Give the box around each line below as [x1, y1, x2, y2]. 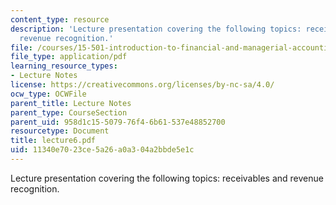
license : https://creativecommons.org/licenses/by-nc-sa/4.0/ [10, 80, 275, 90]
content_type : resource [10, 14, 110, 25]
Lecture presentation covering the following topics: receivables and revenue [10, 172, 324, 184]
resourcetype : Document [10, 126, 110, 136]
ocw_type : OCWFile [10, 89, 87, 99]
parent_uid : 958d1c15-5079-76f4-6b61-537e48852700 [10, 117, 226, 127]
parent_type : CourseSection [10, 107, 128, 118]
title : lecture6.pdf [10, 136, 97, 146]
